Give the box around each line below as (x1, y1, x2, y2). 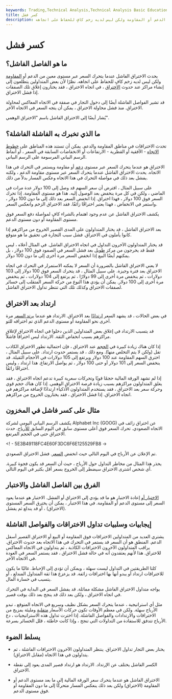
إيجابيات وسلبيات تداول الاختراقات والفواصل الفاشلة (6, 520, 152, 529)
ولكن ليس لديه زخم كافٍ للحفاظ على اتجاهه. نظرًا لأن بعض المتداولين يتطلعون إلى (6, 78, 161, 84)
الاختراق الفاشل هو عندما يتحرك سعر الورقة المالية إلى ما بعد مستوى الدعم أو (13, 677, 160, 683)
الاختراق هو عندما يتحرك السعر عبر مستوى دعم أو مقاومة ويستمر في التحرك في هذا (6, 164, 165, 170)
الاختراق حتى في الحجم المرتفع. (6, 431, 66, 437)
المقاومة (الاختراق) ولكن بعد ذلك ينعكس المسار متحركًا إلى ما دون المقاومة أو (13, 682, 160, 689)
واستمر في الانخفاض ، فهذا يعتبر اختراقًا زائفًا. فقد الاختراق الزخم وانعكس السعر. (6, 201, 158, 207)
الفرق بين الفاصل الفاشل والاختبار (6, 481, 100, 490)
